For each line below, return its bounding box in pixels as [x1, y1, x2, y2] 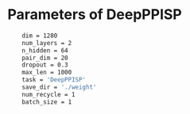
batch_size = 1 [21, 97, 72, 106]
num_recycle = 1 [21, 90, 76, 98]
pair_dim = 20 [21, 54, 68, 62]
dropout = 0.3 [21, 61, 68, 69]
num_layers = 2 [21, 39, 72, 47]
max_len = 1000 [21, 69, 72, 77]
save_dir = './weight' [21, 83, 97, 92]
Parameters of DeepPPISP [7, 6, 182, 24]
